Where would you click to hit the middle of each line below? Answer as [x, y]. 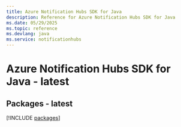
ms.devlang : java [28, 34]
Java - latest [38, 82]
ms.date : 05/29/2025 [32, 23]
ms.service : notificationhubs [44, 39]
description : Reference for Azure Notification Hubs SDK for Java [91, 17]
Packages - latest [40, 103]
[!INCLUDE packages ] [33, 118]
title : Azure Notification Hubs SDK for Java [64, 12]
